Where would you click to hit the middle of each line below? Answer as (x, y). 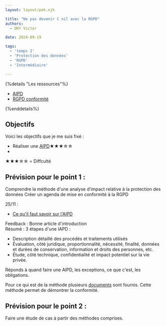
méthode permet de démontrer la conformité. (52, 290)
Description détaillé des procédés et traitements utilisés (70, 239)
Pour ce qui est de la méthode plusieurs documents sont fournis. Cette (78, 285)
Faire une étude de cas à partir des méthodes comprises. (64, 318)
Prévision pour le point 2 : (46, 306)
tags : (11, 46)
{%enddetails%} (22, 108)
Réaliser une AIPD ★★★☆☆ (42, 146)
